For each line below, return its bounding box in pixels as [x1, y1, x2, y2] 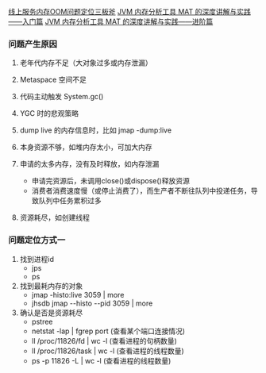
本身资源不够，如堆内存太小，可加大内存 [19, 142, 152, 152]
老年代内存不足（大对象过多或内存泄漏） [19, 58, 152, 67]
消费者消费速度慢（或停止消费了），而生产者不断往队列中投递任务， [31, 186, 252, 196]
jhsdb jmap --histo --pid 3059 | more [31, 298, 153, 308]
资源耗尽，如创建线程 [19, 213, 90, 222]
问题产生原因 [8, 38, 58, 49]
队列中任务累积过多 [38, 196, 102, 206]
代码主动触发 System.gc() [19, 92, 104, 102]
